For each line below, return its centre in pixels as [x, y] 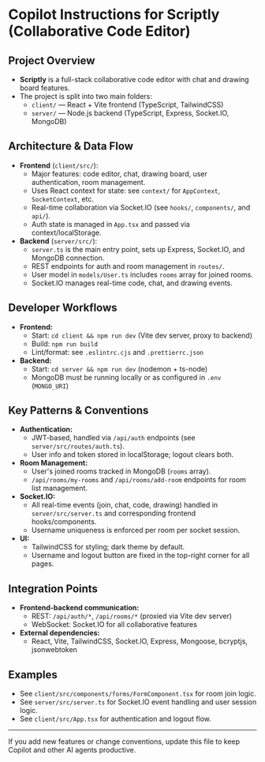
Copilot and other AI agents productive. [72, 750]
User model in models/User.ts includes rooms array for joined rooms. [142, 274]
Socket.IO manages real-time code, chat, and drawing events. [132, 283]
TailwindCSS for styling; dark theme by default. [108, 547]
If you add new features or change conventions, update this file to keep [124, 741]
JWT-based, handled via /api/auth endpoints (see [113, 438]
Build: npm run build [65, 343]
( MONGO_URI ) [50, 386]
